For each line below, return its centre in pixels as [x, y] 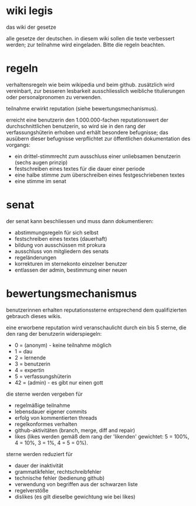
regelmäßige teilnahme [42, 405]
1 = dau [23, 351]
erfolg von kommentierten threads [56, 417]
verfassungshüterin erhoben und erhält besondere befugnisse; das [87, 132]
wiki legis [30, 11]
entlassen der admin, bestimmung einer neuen [71, 270]
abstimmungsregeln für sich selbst [56, 232]
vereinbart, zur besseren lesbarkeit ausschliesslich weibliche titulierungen [95, 91]
